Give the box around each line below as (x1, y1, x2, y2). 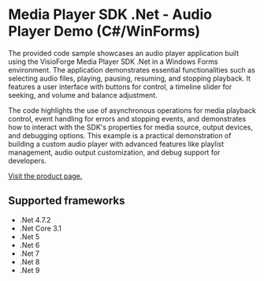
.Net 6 (19, 240, 40, 249)
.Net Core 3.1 (19, 223, 61, 233)
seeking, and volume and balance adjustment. (8, 90, 158, 99)
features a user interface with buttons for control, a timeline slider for (8, 81, 232, 92)
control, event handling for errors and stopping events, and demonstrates (8, 114, 247, 123)
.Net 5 (19, 231, 40, 242)
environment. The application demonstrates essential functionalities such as (8, 65, 256, 74)
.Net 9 (19, 265, 40, 275)
